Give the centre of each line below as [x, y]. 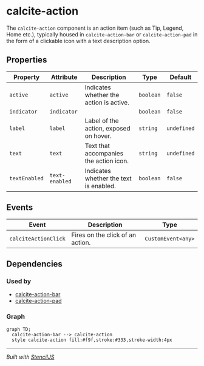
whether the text [108, 178]
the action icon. [107, 161]
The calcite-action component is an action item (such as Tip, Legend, [95, 28]
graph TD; [19, 329]
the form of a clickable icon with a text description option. [78, 41]
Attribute [64, 77]
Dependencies [34, 264]
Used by [19, 281]
